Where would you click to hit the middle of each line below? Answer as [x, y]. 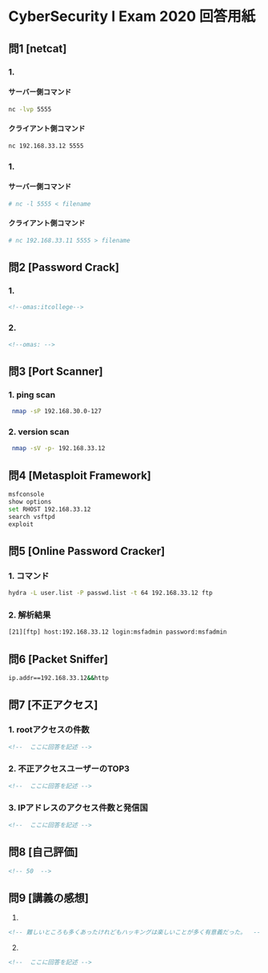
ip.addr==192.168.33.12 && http [59, 677]
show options [30, 501]
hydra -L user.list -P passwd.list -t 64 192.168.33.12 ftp [111, 593]
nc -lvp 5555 [30, 109]
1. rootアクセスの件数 [49, 730]
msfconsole [26, 495]
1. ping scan [32, 395]
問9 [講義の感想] [49, 898]
